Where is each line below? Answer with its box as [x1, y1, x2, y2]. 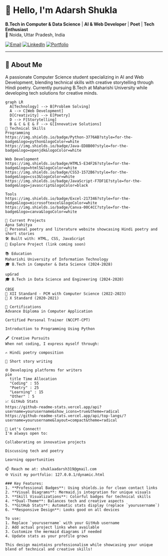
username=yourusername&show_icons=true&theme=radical [5, 409, 120, 414]
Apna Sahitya [5, 222, 32, 227]
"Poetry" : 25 [9, 385, 39, 390]
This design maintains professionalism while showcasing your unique [5, 542, 153, 547]
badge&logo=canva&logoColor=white [5, 209, 77, 214]
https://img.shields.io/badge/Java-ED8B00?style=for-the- [5, 143, 128, 148]
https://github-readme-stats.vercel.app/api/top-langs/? [5, 413, 126, 418]
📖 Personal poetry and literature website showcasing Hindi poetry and [5, 226, 157, 232]
